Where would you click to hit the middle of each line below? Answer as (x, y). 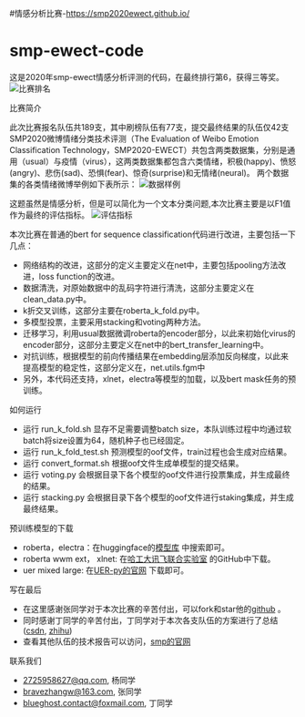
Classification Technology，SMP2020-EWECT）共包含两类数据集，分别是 (148, 149)
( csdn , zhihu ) (47, 630)
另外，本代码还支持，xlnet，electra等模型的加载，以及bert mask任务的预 (159, 379)
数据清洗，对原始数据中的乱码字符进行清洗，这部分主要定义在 (138, 287)
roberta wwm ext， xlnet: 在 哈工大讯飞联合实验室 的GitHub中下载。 (149, 558)
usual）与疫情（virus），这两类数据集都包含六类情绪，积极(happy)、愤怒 (161, 161)
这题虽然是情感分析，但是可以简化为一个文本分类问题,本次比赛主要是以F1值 (150, 203)
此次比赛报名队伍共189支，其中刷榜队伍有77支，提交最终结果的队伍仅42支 (149, 127)
